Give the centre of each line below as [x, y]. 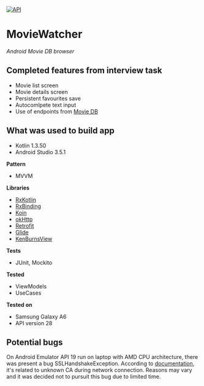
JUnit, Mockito [34, 262]
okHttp [24, 219]
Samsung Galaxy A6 [41, 317]
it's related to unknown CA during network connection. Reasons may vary [99, 370]
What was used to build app [60, 131]
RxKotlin [26, 199]
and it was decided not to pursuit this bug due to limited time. [84, 377]
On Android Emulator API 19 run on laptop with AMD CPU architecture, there [102, 357]
